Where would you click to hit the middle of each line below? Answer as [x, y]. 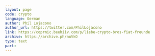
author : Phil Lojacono [28, 23]
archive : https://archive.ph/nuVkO [41, 37]
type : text [16, 41]
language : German [23, 19]
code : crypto [18, 14]
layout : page [18, 9]
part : [11, 46]
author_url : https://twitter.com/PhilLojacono [53, 28]
